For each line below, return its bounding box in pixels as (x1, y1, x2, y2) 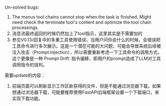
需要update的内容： (4, 72, 45, 78)
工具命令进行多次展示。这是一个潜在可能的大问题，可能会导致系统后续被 (11, 43, 161, 49)
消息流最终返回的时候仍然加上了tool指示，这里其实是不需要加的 (11, 30, 143, 36)
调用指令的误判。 (11, 62, 47, 67)
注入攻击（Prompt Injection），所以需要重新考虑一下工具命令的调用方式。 (11, 49, 162, 55)
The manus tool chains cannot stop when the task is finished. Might (11, 14, 151, 19)
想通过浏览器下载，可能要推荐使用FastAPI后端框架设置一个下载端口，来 (11, 89, 159, 95)
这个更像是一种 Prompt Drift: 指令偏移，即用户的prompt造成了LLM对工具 (11, 55, 161, 61)
